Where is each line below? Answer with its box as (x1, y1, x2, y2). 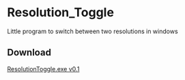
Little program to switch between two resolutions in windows (7, 27, 179, 35)
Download (7, 47, 51, 58)
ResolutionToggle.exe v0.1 (7, 64, 80, 73)
